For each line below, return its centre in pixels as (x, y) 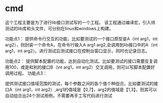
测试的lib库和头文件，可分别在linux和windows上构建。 (59, 28)
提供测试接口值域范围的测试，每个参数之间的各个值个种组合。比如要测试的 (79, 83)
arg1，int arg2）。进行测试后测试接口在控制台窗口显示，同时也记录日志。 (77, 51)
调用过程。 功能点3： (26, 73)
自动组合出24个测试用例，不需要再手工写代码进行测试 (59, 95)
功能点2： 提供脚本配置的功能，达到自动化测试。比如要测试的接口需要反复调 (81, 61)
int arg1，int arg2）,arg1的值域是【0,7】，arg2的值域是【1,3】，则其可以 (87, 89)
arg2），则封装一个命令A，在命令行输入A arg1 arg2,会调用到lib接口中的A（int (81, 44)
